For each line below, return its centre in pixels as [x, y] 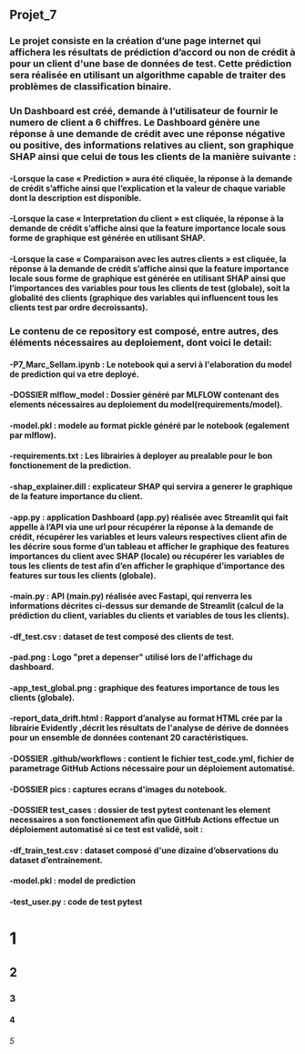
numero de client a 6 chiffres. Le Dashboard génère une [135, 122]
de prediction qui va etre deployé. [74, 374]
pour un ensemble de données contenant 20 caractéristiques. [129, 737]
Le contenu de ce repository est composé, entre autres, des [144, 330]
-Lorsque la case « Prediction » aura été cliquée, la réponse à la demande [151, 178]
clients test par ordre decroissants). [79, 308]
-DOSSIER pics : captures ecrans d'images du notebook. [118, 789]
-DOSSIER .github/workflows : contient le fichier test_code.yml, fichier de [152, 759]
